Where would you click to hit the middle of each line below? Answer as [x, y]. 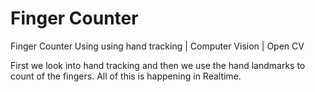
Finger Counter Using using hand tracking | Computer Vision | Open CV [157, 46]
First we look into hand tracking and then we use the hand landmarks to [158, 65]
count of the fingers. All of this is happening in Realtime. [126, 76]
